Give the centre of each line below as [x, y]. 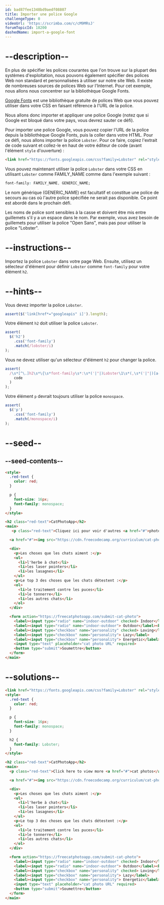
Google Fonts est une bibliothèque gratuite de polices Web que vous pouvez [82, 100]
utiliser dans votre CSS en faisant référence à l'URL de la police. [69, 105]
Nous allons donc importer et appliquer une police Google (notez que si [77, 115]
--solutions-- [32, 677]
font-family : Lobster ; [37, 744]
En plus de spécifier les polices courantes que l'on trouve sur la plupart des [81, 70]
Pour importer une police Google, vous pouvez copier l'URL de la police [77, 130]
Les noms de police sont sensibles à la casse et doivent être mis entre [76, 212]
